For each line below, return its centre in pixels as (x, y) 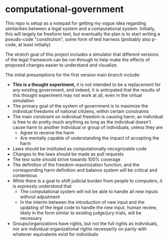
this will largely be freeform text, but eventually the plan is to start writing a (83, 34)
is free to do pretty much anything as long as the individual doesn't (82, 122)
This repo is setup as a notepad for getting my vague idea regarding (76, 23)
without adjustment (40, 197)
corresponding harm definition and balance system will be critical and (85, 170)
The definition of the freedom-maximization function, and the (76, 165)
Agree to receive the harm (47, 132)
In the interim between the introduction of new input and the (82, 202)
